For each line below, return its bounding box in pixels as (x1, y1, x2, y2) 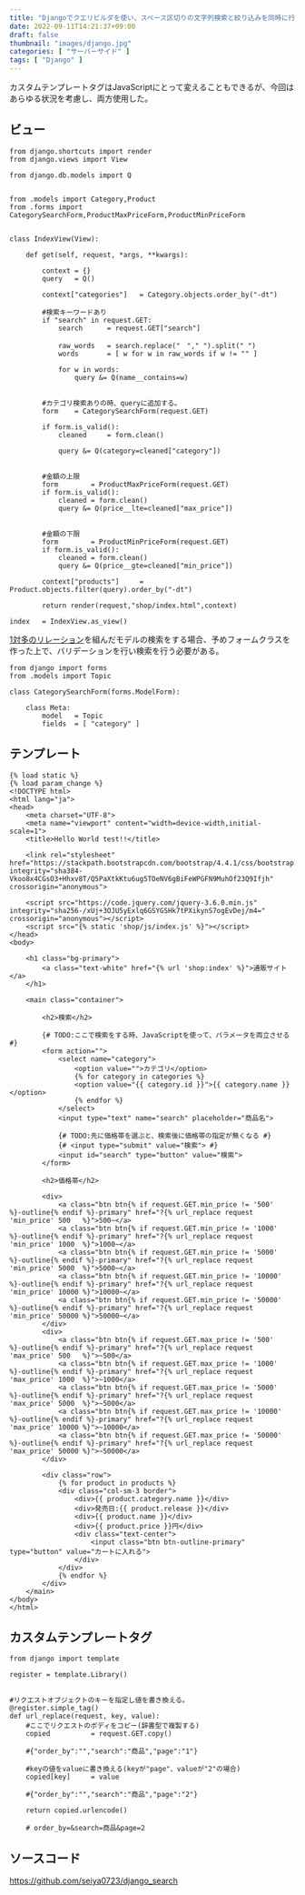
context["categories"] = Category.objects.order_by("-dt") (42, 290, 279, 299)
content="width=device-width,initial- (114, 818, 261, 827)
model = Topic (42, 711, 103, 720)
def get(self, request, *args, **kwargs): (25, 250, 189, 259)
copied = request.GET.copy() (25, 1730, 172, 1739)
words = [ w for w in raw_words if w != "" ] (57, 349, 258, 358)
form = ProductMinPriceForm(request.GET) (42, 537, 230, 546)
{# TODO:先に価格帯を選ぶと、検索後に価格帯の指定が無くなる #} (57, 1131, 272, 1140)
